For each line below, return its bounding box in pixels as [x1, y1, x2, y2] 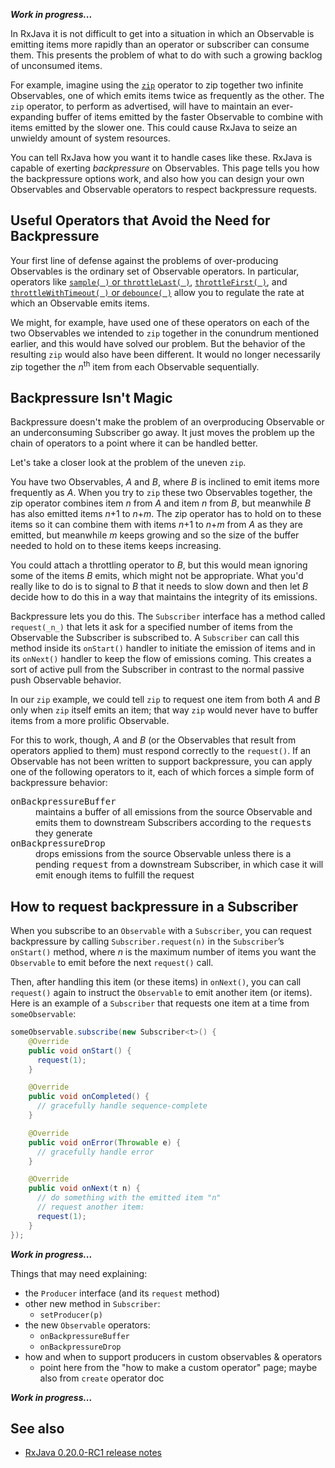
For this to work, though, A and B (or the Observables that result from [10, 734, 297, 746]
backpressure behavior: [10, 777, 108, 789]
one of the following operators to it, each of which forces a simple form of [10, 766, 315, 778]
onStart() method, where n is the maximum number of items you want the [10, 946, 317, 958]
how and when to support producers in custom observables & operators [24, 1350, 323, 1363]
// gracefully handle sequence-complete [36, 1101, 208, 1111]
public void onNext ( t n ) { [28, 1184, 141, 1194]
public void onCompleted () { [28, 1092, 150, 1102]
